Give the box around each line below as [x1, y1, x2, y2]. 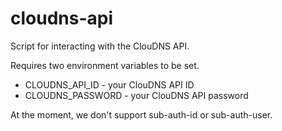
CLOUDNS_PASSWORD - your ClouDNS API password [24, 89, 249, 101]
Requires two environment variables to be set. [10, 59, 200, 71]
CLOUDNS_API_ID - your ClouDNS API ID [24, 78, 195, 91]
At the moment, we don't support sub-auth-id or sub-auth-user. [10, 108, 273, 121]
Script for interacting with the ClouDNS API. [10, 40, 190, 52]
